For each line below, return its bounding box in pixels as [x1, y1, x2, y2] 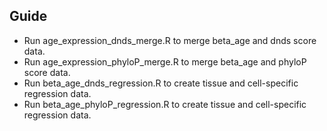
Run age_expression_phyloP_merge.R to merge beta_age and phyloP [23, 55, 307, 68]
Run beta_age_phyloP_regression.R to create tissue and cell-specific [23, 98, 307, 110]
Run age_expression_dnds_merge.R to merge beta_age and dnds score [23, 34, 317, 46]
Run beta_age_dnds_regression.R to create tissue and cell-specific [23, 77, 299, 89]
